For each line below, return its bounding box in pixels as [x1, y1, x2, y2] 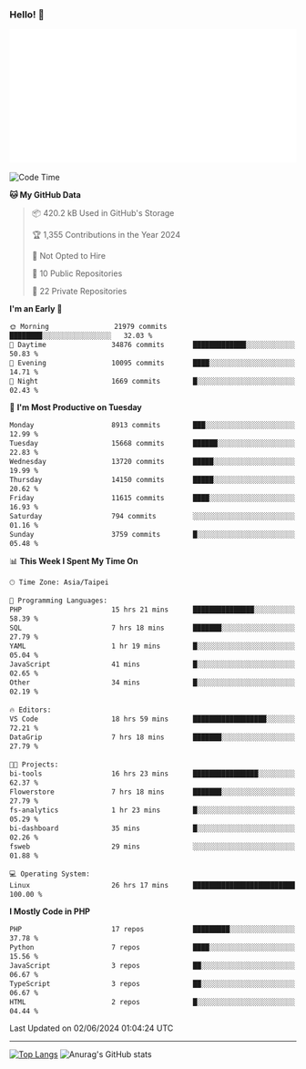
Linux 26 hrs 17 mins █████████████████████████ [9, 881, 296, 890]
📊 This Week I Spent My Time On [9, 556, 138, 567]
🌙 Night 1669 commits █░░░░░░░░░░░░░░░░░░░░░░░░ [9, 377, 296, 386]
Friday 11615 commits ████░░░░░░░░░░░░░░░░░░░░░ [9, 494, 296, 503]
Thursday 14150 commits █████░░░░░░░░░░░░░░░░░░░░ [9, 476, 296, 485]
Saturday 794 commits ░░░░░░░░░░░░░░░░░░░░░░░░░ [9, 512, 296, 521]
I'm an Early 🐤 [9, 303, 63, 314]
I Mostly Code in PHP [9, 906, 91, 917]
